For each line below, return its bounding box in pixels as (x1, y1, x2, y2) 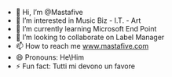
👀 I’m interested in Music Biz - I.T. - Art (15, 16, 141, 25)
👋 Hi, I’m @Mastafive (15, 8, 84, 16)
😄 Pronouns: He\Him (15, 53, 85, 62)
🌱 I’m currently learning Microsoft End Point (15, 24, 157, 33)
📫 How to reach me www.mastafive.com (15, 42, 149, 50)
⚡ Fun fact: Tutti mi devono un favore (15, 61, 136, 71)
